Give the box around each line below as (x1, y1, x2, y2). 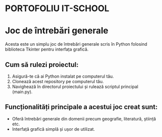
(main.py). (12, 88, 33, 95)
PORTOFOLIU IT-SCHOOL (5, 3, 110, 14)
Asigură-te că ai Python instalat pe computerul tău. (12, 73, 114, 79)
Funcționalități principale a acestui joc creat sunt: (5, 103, 158, 111)
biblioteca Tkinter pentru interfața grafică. (5, 47, 89, 52)
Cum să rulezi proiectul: (5, 60, 79, 68)
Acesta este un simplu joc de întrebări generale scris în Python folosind (5, 41, 147, 47)
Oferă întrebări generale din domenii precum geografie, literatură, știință (12, 116, 156, 121)
